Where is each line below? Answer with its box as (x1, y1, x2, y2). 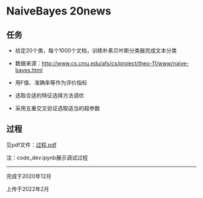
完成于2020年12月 (6, 172, 51, 179)
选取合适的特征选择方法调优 (14, 92, 85, 99)
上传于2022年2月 (6, 185, 50, 193)
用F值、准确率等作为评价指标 (14, 79, 88, 86)
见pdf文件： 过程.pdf (6, 141, 57, 148)
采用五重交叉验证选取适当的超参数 (14, 104, 100, 112)
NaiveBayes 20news (6, 4, 112, 18)
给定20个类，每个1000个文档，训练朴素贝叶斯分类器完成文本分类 (14, 47, 177, 54)
